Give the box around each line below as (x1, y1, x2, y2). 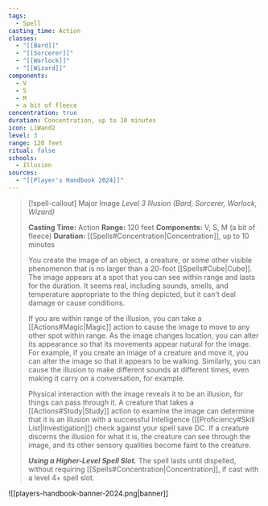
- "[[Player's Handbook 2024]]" (15, 176, 125, 185)
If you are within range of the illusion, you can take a (27, 313, 202, 323)
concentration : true (8, 109, 78, 117)
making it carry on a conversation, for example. (27, 373, 185, 383)
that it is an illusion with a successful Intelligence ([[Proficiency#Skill (27, 414, 255, 424)
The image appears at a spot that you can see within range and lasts (27, 272, 256, 282)
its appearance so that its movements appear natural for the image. (27, 339, 251, 348)
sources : (8, 169, 38, 177)
